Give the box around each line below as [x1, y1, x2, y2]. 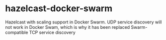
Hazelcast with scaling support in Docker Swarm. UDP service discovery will [5, 19, 162, 25]
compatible [5, 29, 28, 35]
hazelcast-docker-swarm [5, 3, 113, 14]
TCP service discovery [29, 29, 76, 35]
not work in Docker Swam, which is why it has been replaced [5, 24, 130, 30]
